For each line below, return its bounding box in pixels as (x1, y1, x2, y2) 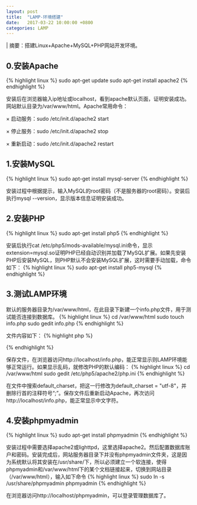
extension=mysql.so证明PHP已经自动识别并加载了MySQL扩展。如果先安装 (6, 249, 186, 256)
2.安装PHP (6, 213, 45, 224)
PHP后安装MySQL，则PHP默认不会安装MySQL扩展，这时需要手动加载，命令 (6, 256, 191, 263)
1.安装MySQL (6, 159, 55, 169)
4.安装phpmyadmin (6, 415, 79, 425)
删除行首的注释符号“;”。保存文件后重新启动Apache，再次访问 (6, 390, 155, 397)
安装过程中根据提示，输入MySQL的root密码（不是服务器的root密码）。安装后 (6, 187, 190, 194)
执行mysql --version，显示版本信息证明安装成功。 (6, 194, 128, 202)
